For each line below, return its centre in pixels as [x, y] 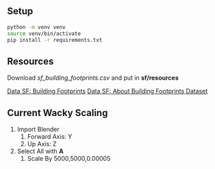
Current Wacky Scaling [58, 113]
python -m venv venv [37, 27]
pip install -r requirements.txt [55, 40]
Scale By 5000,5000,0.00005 [69, 159]
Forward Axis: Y [50, 137]
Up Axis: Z [42, 144]
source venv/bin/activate [44, 34]
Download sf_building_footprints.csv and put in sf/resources [93, 78]
